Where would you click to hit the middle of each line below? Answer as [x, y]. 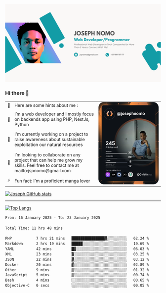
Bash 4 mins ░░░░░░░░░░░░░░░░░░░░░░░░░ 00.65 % [77, 280]
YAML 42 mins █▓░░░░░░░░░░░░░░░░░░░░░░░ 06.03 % [77, 249]
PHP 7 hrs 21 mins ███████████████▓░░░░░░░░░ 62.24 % [77, 239]
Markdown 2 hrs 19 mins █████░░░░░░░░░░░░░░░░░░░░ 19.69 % [77, 244]
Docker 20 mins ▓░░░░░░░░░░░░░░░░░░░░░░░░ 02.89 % [77, 265]
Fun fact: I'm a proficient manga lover [52, 181]
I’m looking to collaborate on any [47, 154]
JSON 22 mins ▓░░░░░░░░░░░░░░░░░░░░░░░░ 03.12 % [77, 259]
